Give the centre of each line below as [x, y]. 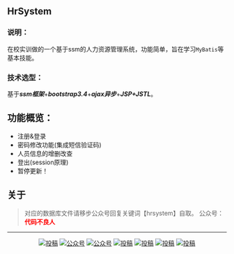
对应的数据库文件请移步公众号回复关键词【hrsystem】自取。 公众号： [124, 213]
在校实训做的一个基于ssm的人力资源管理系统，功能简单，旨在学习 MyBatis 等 [116, 49]
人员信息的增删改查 [45, 153]
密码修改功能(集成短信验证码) [60, 145]
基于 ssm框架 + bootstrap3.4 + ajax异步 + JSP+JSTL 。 [82, 94]
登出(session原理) [43, 162]
